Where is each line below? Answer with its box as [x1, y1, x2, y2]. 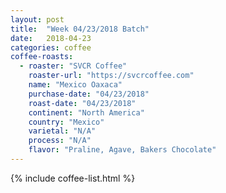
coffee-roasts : [10, 52, 74, 62]
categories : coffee [10, 42, 92, 53]
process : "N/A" [28, 136, 92, 146]
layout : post [10, 14, 65, 25]
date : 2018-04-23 [10, 33, 92, 43]
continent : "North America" [28, 107, 145, 118]
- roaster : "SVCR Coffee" [19, 61, 128, 71]
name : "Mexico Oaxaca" [28, 80, 123, 90]
